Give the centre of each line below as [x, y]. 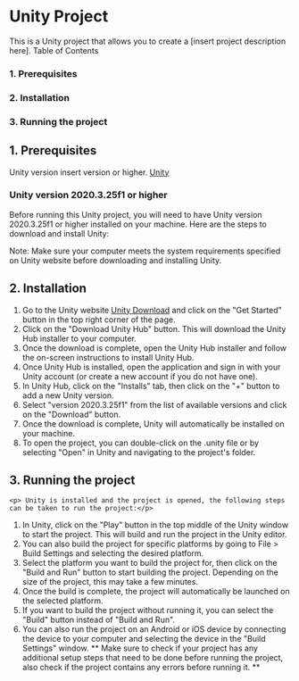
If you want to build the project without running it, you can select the [148, 610]
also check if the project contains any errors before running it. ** [141, 668]
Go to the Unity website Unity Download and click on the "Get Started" [152, 310]
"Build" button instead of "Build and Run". [99, 620]
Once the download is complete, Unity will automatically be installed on [154, 424]
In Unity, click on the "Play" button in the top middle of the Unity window [155, 525]
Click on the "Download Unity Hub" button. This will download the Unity [154, 328]
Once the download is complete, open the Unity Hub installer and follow [154, 348]
